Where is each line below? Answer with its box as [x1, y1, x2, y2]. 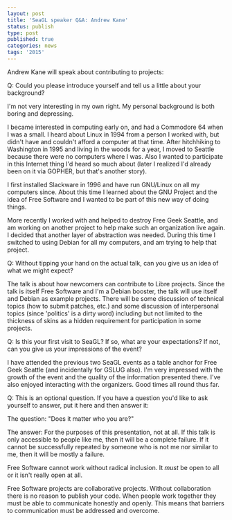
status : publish [7, 23, 54, 30]
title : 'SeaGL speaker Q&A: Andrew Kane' [7, 17, 129, 24]
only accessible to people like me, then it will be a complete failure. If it [7, 435, 209, 444]
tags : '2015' [7, 49, 45, 56]
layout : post [7, 10, 45, 17]
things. [7, 202, 27, 211]
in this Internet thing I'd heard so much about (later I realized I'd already [7, 159, 211, 168]
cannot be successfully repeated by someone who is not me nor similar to [7, 442, 218, 451]
